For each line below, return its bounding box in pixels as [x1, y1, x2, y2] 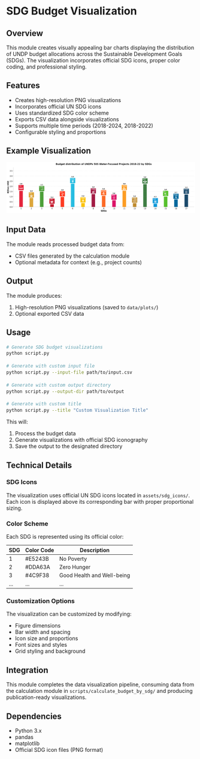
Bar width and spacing [14, 629, 71, 636]
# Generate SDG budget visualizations [6, 344, 103, 350]
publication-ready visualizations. [6, 694, 87, 701]
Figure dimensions [14, 622, 61, 629]
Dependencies [6, 711, 62, 721]
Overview [6, 28, 44, 38]
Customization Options [6, 597, 75, 605]
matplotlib [14, 740, 40, 747]
